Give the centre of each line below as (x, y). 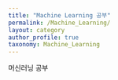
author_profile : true (44, 37)
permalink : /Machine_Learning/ (59, 23)
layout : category (37, 30)
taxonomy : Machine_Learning (54, 45)
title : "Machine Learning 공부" (60, 15)
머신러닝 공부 (28, 68)
